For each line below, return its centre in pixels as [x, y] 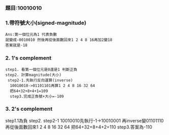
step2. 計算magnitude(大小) [34, 75]
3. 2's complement [29, 109]
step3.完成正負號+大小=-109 [37, 96]
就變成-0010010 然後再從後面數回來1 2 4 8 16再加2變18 [59, 40]
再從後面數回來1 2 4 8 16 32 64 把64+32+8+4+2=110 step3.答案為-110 [79, 127]
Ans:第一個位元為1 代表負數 [31, 35]
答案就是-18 [17, 46]
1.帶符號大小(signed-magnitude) [46, 23]
